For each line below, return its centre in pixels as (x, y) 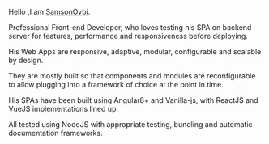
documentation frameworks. (56, 133)
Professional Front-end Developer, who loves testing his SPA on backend (130, 27)
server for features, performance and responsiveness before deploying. (128, 36)
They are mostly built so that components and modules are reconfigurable (132, 76)
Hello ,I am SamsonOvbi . (49, 12)
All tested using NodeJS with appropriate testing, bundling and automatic (130, 124)
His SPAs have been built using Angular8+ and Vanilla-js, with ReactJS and (133, 100)
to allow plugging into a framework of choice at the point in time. (116, 85)
